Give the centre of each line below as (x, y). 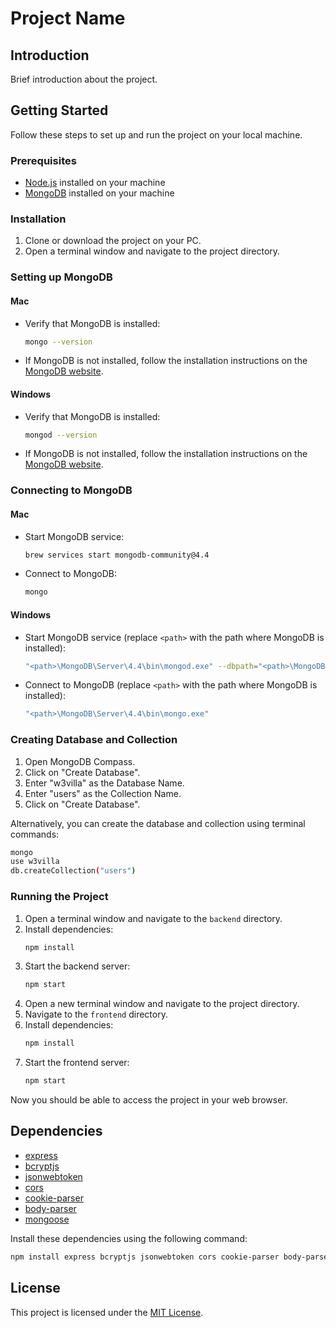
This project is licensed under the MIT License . (107, 1312)
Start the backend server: (77, 966)
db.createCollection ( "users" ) (73, 871)
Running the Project (59, 897)
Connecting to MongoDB (71, 490)
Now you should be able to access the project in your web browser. (149, 1100)
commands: (35, 834)
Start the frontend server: (77, 1063)
